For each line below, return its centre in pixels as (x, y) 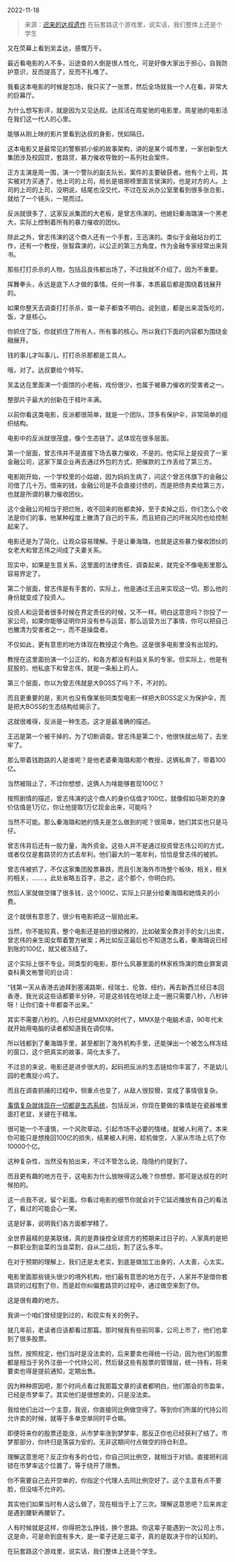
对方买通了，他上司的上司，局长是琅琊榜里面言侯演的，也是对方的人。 (120, 181)
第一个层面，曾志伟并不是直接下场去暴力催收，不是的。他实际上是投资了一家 (117, 453)
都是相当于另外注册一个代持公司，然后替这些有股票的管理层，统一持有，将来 (117, 1362)
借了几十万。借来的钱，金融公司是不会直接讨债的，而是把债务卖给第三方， (120, 485)
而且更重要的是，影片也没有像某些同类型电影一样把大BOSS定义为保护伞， (114, 698)
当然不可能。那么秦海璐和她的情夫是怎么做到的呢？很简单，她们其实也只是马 (117, 822)
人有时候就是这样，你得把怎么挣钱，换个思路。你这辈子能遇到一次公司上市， (117, 1527)
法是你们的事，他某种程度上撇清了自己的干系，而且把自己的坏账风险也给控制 (117, 518)
